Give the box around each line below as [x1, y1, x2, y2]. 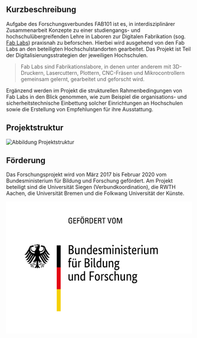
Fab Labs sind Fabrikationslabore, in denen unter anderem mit [20, 63, 172, 70]
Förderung [6, 155, 46, 165]
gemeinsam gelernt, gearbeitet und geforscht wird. [20, 75, 145, 82]
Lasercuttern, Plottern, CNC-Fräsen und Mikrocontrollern [46, 69, 185, 76]
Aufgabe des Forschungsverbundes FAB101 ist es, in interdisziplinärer [6, 20, 176, 27]
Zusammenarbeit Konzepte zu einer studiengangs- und [6, 26, 140, 34]
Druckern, [20, 69, 45, 76]
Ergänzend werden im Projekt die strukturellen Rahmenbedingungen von [6, 87, 183, 94]
